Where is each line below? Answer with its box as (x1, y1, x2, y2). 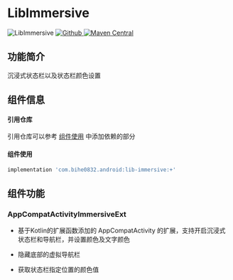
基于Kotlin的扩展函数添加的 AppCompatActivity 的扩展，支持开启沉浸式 (17, 226, 226, 235)
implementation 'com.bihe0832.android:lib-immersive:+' (7, 166, 176, 173)
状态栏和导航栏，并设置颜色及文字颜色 (17, 235, 130, 244)
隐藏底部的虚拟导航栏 (17, 250, 80, 259)
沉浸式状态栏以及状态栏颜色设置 (7, 71, 101, 80)
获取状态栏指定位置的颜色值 (17, 265, 99, 274)
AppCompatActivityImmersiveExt (7, 209, 126, 219)
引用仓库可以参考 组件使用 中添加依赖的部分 (7, 132, 136, 141)
